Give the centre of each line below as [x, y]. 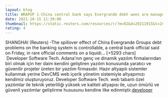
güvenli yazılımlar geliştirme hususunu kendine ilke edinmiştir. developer [79, 90]
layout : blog [19, 10]
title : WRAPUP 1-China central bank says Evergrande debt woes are [77, 14]
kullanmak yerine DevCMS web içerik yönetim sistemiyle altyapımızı [75, 74]
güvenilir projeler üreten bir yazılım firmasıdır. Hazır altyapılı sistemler [76, 69]
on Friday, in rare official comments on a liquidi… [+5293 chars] [70, 53]
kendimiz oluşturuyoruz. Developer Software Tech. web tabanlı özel [75, 80]
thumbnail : [16, 24]
